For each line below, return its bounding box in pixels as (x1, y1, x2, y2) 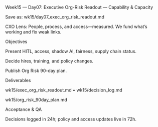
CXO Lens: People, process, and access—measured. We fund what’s (5, 23, 147, 29)
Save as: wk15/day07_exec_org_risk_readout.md (5, 14, 104, 19)
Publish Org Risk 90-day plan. (5, 67, 67, 73)
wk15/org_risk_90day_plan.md (5, 97, 68, 102)
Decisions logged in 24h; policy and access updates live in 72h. (5, 116, 137, 122)
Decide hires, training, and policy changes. (5, 58, 94, 64)
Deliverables (5, 77, 31, 83)
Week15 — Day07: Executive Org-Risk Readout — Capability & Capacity (5, 4, 153, 10)
